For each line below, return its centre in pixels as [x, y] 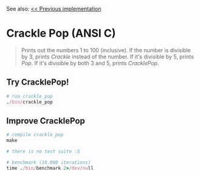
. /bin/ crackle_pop [29, 102]
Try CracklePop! [38, 82]
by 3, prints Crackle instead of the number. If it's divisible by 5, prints [108, 57]
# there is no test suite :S [43, 151]
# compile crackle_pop [35, 135]
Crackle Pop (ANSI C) [61, 33]
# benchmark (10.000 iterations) [49, 162]
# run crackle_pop [29, 96]
